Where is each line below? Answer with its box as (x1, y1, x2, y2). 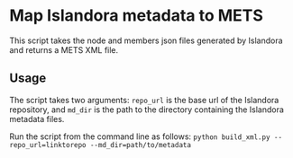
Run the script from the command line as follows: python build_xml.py (9, 131, 270, 142)
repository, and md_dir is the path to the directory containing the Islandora (9, 104, 284, 115)
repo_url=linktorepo (9, 140, 87, 149)
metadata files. (9, 113, 65, 124)
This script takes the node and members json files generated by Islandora (9, 35, 283, 46)
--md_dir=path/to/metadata (89, 140, 192, 149)
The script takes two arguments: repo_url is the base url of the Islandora (9, 94, 279, 105)
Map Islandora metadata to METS (9, 5, 263, 26)
